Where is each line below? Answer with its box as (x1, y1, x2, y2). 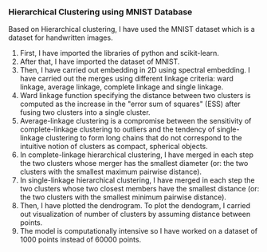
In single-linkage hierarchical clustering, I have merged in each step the (19, 175, 255, 185)
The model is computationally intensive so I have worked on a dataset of (19, 226, 258, 236)
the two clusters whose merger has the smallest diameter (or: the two (19, 159, 249, 168)
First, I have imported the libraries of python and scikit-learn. (19, 49, 219, 58)
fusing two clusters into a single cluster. (19, 108, 151, 117)
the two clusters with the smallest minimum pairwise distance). (19, 192, 227, 202)
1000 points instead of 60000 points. (19, 234, 142, 245)
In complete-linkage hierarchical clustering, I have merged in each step (19, 150, 253, 159)
